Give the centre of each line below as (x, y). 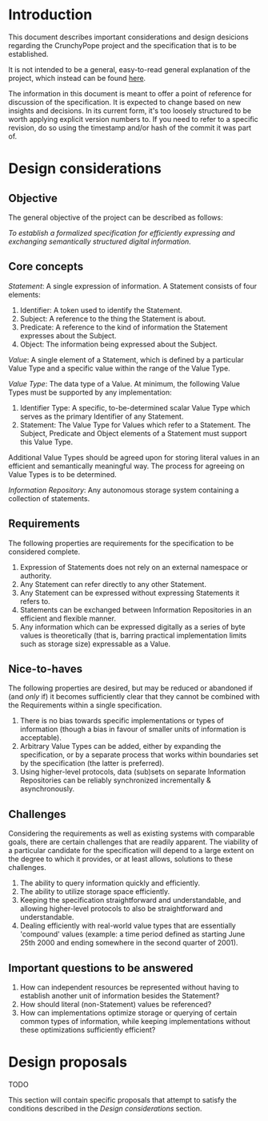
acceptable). (41, 738)
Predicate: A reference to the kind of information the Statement (124, 327)
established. (28, 54)
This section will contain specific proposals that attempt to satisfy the (123, 1099)
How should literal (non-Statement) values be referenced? (116, 1004)
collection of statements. (49, 498)
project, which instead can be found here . (77, 78)
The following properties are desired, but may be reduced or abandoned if (131, 688)
